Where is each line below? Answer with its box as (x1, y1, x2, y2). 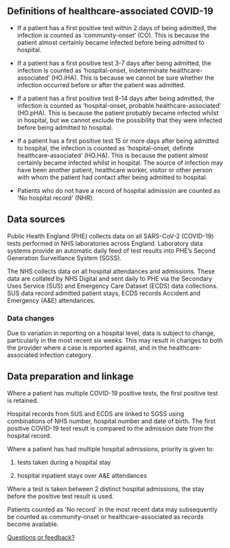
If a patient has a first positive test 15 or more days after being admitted (16, 137, 219, 145)
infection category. (39, 350, 93, 359)
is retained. (7, 396, 39, 404)
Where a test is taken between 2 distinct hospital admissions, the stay (7, 484, 205, 493)
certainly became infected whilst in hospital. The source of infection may (16, 158, 223, 167)
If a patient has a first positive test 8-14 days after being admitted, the (16, 94, 215, 102)
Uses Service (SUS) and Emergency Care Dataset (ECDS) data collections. (7, 282, 218, 290)
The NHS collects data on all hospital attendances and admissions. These (7, 267, 215, 275)
